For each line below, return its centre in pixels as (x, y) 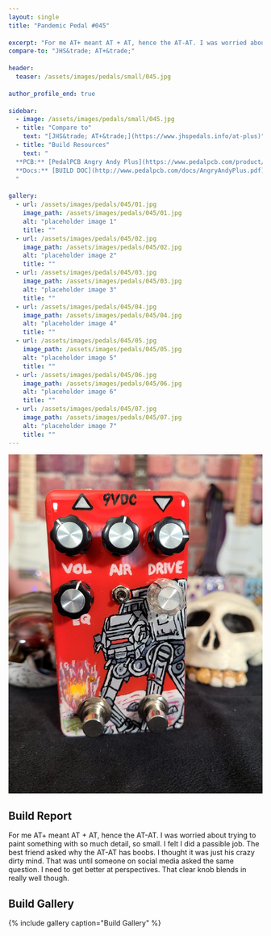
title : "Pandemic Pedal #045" (59, 25)
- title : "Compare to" (54, 128)
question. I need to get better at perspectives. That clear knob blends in (127, 870)
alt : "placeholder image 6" (70, 392)
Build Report (40, 816)
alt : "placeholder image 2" (70, 256)
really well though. (39, 878)
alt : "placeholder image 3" (70, 290)
